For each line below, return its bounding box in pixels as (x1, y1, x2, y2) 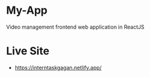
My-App (6, 4, 48, 17)
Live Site (6, 44, 49, 58)
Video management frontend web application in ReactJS (6, 23, 145, 30)
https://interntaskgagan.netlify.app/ (14, 64, 102, 71)
